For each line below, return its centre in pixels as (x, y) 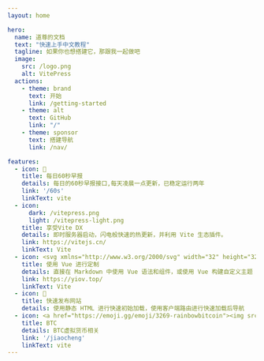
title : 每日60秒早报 (52, 176)
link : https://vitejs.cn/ (64, 243)
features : (24, 162)
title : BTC (39, 323)
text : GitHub (50, 118)
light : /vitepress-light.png (76, 220)
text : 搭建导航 (51, 140)
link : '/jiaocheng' (54, 338)
